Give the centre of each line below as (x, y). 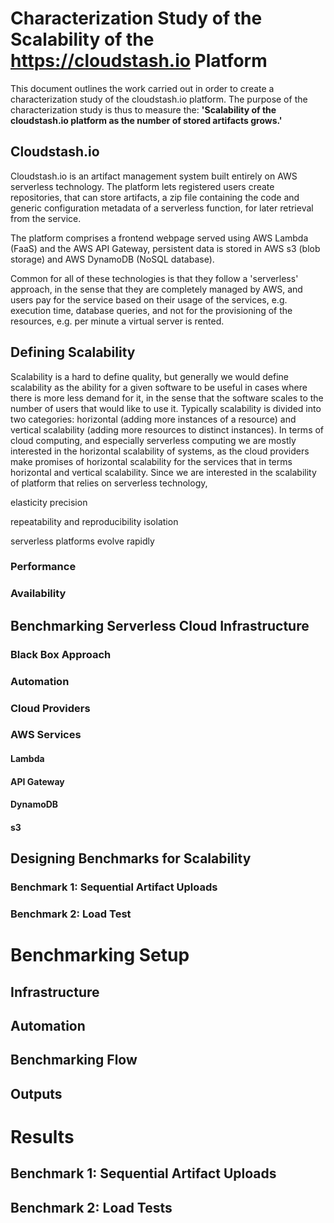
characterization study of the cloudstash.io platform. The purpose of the (159, 99)
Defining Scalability (73, 352)
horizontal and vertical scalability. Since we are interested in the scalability (163, 472)
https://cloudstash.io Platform (139, 61)
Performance (43, 567)
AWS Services (46, 735)
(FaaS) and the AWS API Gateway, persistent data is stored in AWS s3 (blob (165, 248)
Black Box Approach (61, 654)
